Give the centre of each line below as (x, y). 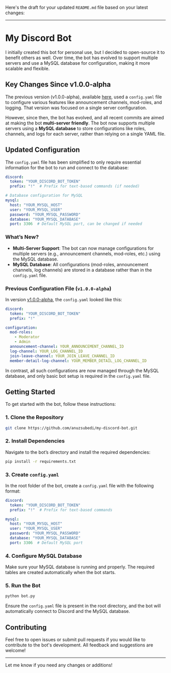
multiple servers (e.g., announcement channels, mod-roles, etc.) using (87, 253)
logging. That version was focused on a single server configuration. (76, 108)
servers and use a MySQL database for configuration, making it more (78, 63)
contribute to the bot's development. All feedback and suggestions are (79, 645)
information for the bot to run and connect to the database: (67, 167)
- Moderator (27, 337)
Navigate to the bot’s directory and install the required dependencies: (78, 452)
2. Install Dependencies (35, 441)
